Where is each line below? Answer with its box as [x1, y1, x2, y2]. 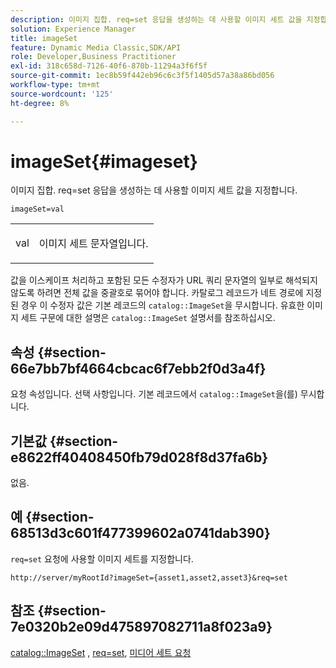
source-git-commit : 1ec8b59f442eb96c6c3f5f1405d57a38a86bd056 [10, 71, 275, 81]
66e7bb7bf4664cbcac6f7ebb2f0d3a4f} [10, 360, 267, 377]
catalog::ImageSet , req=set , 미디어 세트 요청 [10, 646, 192, 658]
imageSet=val [10, 204, 65, 215]
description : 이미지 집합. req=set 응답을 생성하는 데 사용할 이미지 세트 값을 [10, 14, 303, 25]
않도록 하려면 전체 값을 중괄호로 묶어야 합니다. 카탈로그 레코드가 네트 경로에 [10, 287, 304, 299]
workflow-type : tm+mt [10, 80, 101, 90]
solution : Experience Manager [10, 24, 137, 34]
